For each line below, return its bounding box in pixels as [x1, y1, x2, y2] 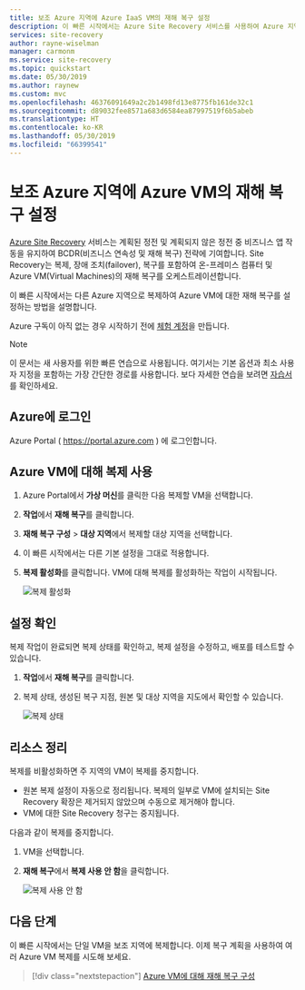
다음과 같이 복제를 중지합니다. [9, 827, 114, 837]
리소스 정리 [9, 739, 68, 755]
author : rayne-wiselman [9, 38, 100, 48]
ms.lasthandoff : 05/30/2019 [9, 132, 116, 141]
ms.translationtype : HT [9, 114, 100, 124]
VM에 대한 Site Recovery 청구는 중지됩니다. [22, 807, 180, 818]
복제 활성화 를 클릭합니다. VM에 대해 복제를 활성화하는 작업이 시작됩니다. [22, 567, 278, 578]
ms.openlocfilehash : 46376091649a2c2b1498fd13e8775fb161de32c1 [9, 97, 254, 107]
